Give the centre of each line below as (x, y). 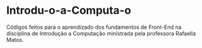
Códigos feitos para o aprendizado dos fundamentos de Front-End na (94, 27)
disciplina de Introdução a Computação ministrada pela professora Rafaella (101, 33)
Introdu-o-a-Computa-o (69, 10)
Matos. (15, 40)
